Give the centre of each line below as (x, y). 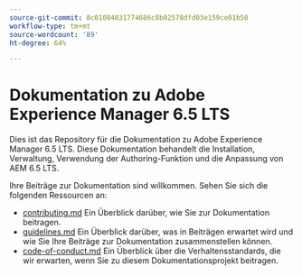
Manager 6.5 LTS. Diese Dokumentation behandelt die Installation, (132, 149)
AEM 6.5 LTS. (34, 169)
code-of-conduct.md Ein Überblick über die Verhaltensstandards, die (152, 251)
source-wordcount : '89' (54, 34)
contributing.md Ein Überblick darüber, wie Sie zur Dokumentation (146, 213)
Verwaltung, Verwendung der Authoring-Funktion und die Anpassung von (146, 159)
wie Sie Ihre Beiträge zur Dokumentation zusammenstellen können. (147, 242)
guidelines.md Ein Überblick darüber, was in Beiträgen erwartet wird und (158, 232)
